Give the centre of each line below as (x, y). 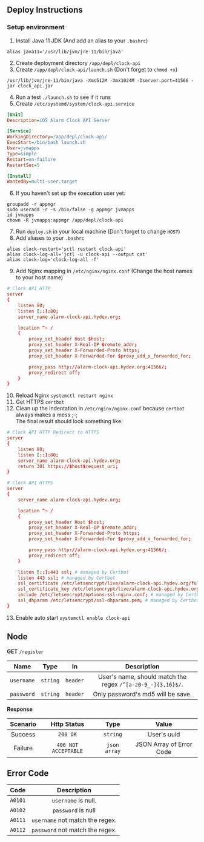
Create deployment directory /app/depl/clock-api (78, 63)
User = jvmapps (23, 148)
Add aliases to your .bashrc (50, 238)
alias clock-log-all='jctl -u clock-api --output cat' (77, 254)
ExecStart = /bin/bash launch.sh (46, 143)
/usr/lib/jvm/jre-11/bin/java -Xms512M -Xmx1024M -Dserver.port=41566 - (100, 80)
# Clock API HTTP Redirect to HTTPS (53, 433)
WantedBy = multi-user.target (42, 182)
